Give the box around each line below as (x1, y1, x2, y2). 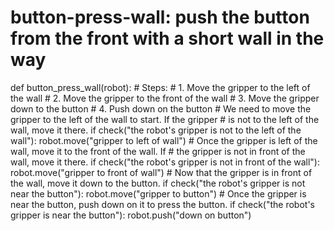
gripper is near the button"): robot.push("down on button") (10, 209, 252, 221)
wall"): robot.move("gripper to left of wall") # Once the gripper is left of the (10, 134, 318, 146)
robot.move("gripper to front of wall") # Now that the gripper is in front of (10, 166, 313, 178)
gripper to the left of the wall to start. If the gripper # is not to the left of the (10, 113, 320, 125)
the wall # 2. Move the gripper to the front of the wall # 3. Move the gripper (10, 92, 320, 104)
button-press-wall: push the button (10, 6, 310, 29)
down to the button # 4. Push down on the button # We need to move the (10, 102, 312, 115)
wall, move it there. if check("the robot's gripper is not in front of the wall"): (10, 156, 321, 168)
